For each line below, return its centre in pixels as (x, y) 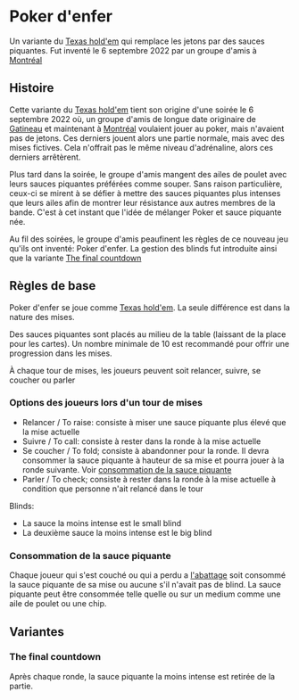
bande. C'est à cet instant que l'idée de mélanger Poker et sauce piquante (145, 212)
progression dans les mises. (61, 353)
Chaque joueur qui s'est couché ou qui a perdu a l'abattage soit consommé (148, 575)
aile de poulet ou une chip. (58, 604)
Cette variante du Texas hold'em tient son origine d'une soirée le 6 (132, 110)
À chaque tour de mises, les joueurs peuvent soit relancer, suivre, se (135, 370)
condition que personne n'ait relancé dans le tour (112, 489)
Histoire (32, 88)
